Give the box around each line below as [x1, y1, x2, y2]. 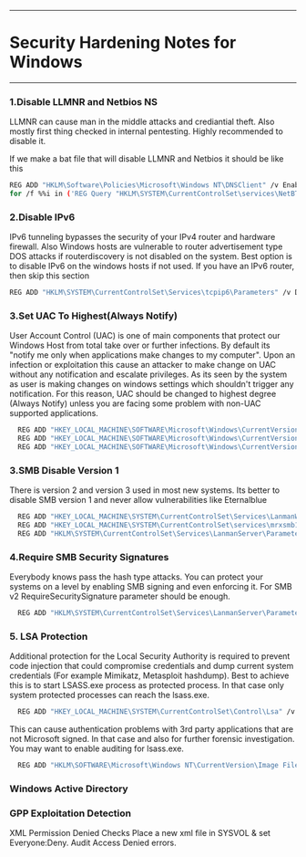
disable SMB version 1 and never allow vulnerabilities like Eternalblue [9, 495, 267, 506]
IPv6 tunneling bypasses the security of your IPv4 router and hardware [9, 232, 276, 243]
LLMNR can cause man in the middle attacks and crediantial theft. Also [9, 116, 275, 128]
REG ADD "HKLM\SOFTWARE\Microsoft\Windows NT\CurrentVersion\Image [17, 761, 280, 770]
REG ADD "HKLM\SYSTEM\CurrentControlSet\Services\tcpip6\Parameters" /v [9, 288, 291, 298]
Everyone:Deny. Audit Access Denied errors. [9, 837, 178, 849]
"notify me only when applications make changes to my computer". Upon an [9, 350, 296, 361]
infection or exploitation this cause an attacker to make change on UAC [9, 360, 276, 371]
